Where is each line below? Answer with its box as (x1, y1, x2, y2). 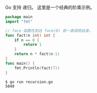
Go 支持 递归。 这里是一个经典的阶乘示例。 (5, 5, 95, 10)
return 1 (23, 42, 42, 47)
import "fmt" (5, 19, 33, 24)
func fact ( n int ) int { (5, 33, 56, 38)
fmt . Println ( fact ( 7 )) (14, 65, 60, 70)
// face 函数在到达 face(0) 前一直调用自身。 (5, 28, 93, 33)
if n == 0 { (14, 37, 39, 43)
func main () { (5, 61, 35, 66)
